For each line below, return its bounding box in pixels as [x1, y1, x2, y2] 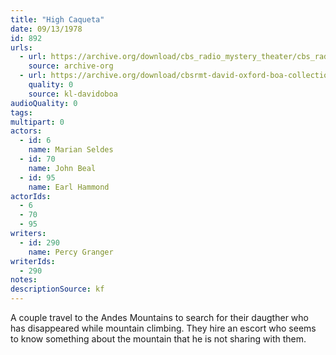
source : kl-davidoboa [28, 89, 118, 99]
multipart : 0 [10, 117, 65, 127]
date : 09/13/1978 [10, 24, 83, 34]
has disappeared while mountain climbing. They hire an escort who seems [10, 322, 317, 334]
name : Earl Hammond [28, 182, 110, 192]
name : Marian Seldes [28, 145, 114, 155]
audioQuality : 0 [10, 98, 78, 108]
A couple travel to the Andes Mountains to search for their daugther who [10, 312, 309, 323]
